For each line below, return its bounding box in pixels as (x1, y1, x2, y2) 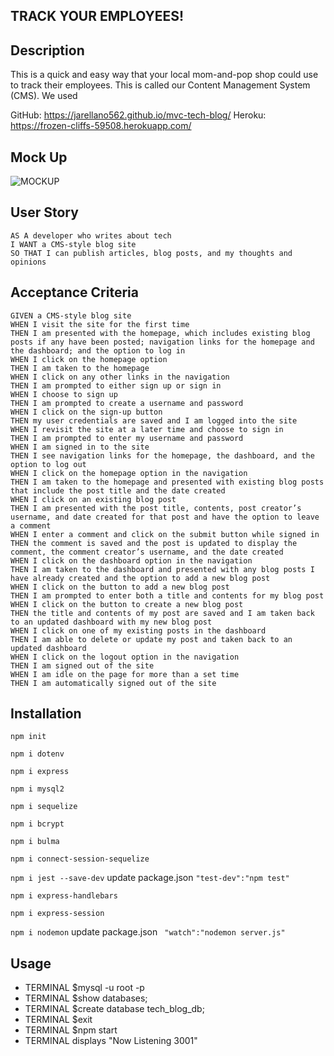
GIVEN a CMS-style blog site (10, 310, 132, 321)
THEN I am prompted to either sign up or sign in (10, 380, 222, 391)
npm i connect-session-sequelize (10, 854, 150, 864)
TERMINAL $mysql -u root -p (24, 982, 145, 994)
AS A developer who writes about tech (10, 230, 172, 241)
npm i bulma (10, 837, 60, 847)
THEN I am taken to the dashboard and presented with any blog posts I (10, 564, 315, 574)
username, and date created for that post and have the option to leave (10, 512, 320, 522)
